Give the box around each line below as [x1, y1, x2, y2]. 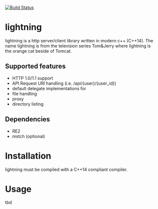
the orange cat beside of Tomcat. [5, 48, 72, 54]
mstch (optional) [12, 133, 45, 139]
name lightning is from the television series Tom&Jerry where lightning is [5, 43, 151, 49]
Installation [5, 150, 52, 161]
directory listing [12, 101, 44, 107]
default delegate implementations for [12, 85, 87, 91]
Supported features [5, 62, 66, 71]
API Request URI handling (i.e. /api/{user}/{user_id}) [12, 80, 117, 86]
